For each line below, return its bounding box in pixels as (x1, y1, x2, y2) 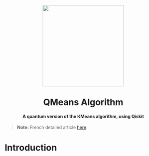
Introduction (4, 142, 57, 153)
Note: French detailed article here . (16, 125, 88, 131)
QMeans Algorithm (43, 97, 124, 108)
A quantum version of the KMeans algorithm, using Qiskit (22, 113, 144, 119)
